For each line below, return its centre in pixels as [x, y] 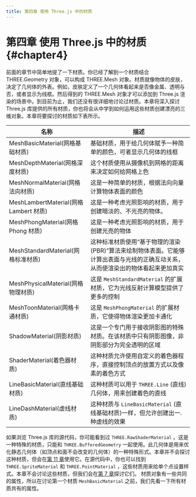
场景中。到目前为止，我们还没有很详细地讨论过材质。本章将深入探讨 [98, 101]
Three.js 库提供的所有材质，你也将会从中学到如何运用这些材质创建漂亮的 [93, 108]
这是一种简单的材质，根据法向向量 [137, 182]
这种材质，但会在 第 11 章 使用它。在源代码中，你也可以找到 [76, 459]
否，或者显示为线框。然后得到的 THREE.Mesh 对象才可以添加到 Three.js [92, 94]
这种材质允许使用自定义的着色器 [134, 356]
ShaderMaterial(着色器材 [43, 360]
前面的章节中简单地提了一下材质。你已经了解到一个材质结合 [78, 72]
